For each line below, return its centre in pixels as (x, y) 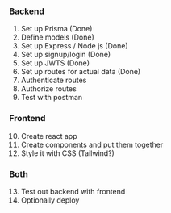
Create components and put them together (92, 144)
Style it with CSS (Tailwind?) (68, 153)
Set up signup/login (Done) (66, 55)
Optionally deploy (50, 200)
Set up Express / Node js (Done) (74, 46)
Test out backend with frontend (73, 191)
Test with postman (52, 98)
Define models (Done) (58, 37)
